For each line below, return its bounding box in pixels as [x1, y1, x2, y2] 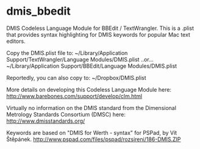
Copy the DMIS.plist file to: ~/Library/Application [6, 49, 128, 56]
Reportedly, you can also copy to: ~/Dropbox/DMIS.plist [6, 74, 146, 81]
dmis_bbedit [6, 4, 71, 18]
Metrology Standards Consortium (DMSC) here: [6, 111, 126, 118]
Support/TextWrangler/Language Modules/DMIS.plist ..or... [6, 56, 154, 63]
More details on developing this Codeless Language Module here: [6, 85, 172, 93]
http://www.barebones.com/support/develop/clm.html [6, 92, 142, 100]
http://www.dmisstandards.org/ [6, 117, 85, 125]
